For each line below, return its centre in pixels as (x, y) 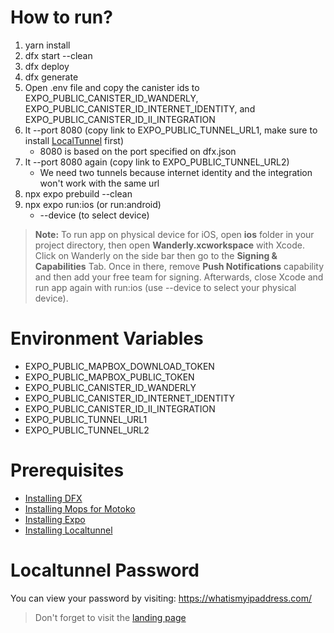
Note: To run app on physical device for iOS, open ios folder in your (174, 234)
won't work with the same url (99, 183)
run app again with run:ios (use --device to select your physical (165, 287)
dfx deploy (47, 66)
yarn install (47, 45)
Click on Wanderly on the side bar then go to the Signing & (156, 255)
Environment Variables (107, 338)
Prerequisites (67, 470)
